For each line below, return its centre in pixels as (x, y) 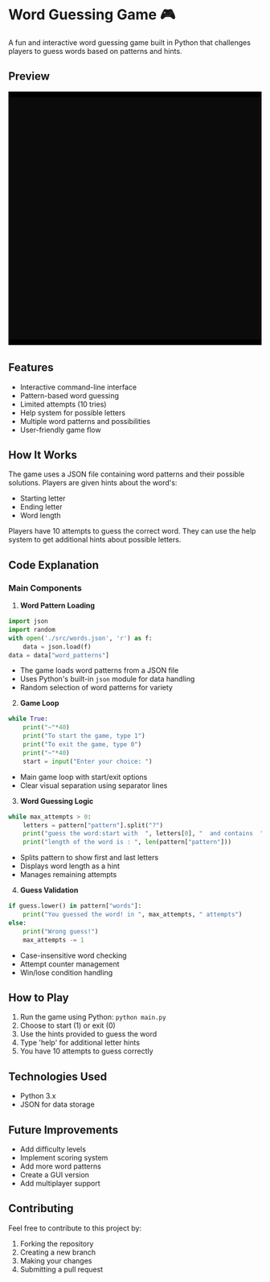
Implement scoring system (64, 1158)
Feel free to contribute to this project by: (75, 1228)
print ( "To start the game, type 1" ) (84, 736)
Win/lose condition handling (66, 972)
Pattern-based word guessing (69, 395)
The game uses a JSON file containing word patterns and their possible (127, 474)
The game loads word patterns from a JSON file (99, 670)
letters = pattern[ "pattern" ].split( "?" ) (93, 825)
